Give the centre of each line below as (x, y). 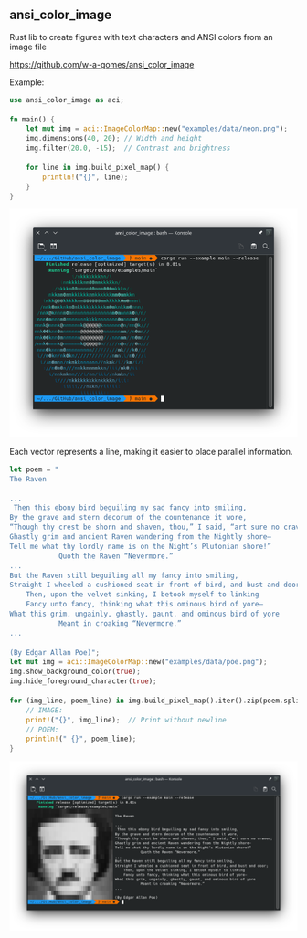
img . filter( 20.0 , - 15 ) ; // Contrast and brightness (128, 148)
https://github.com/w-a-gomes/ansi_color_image (102, 64)
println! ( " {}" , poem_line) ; (81, 739)
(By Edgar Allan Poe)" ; (55, 652)
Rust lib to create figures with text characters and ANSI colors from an (142, 37)
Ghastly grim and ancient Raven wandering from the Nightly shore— (141, 537)
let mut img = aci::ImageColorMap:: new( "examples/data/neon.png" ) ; (157, 129)
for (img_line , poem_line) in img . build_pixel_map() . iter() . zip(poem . (147, 701)
